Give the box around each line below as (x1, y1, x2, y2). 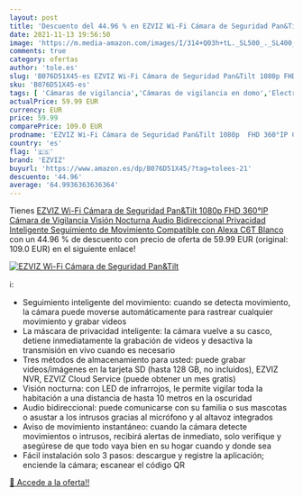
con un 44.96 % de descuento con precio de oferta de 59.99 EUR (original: (9, 234, 289, 245)
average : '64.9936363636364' (9, 181, 119, 190)
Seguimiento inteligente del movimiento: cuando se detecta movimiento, (22, 297, 291, 308)
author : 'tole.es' (9, 64, 78, 73)
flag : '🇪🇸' (9, 147, 54, 156)
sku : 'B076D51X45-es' (9, 80, 91, 89)
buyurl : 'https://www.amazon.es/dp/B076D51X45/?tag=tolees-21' (9, 164, 252, 173)
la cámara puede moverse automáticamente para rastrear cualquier (22, 307, 273, 318)
